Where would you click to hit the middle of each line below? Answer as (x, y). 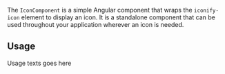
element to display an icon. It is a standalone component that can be (118, 17)
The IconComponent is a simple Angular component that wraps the (100, 10)
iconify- (206, 10)
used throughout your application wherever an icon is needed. (96, 25)
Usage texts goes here (39, 63)
